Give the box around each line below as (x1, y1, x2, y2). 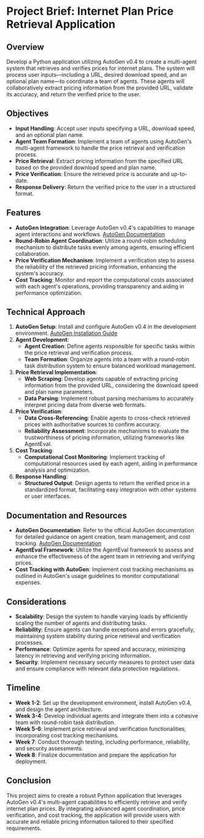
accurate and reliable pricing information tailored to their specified (6, 818, 173, 825)
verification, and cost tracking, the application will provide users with (6, 811, 180, 818)
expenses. (15, 579, 42, 586)
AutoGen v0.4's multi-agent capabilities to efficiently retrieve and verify (6, 798, 187, 805)
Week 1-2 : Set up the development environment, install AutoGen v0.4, (15, 699, 192, 706)
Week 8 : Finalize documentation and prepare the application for (15, 751, 176, 758)
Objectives (6, 109, 49, 119)
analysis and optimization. (24, 466, 91, 474)
